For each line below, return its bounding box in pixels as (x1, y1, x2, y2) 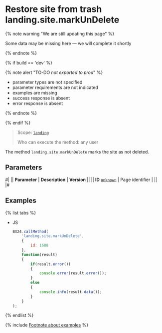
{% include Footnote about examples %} (5, 322, 89, 328)
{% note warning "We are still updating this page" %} (5, 30, 115, 36)
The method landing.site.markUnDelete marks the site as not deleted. (5, 148, 150, 154)
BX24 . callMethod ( (12, 229, 49, 234)
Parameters (5, 163, 42, 172)
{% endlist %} (5, 312, 34, 318)
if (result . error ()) (30, 261, 71, 266)
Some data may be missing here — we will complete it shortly (5, 40, 132, 46)
